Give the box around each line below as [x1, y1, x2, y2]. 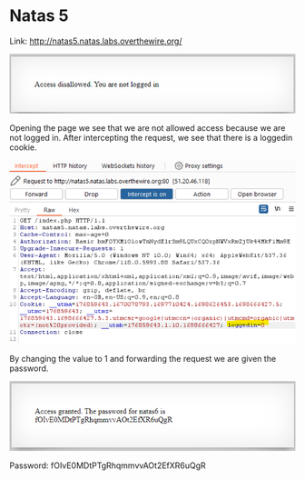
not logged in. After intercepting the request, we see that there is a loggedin [9, 133, 293, 144]
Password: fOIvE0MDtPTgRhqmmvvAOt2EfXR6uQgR [9, 460, 206, 471]
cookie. [9, 142, 38, 153]
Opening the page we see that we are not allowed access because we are [9, 123, 286, 134]
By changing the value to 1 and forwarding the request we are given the [9, 353, 277, 364]
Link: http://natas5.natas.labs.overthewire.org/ [9, 35, 182, 46]
